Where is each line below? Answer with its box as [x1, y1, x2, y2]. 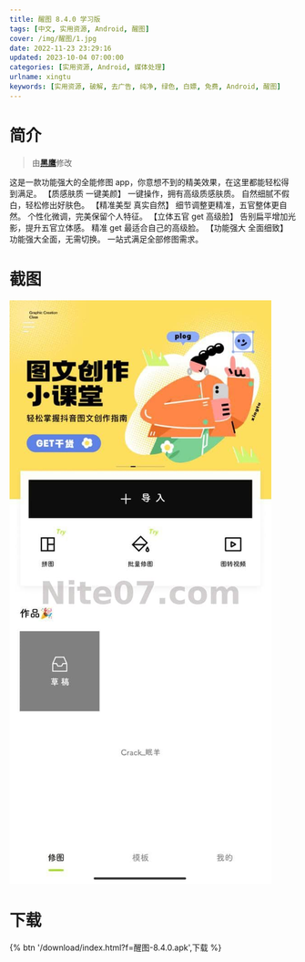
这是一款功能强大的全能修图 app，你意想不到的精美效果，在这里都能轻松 [9, 176, 281, 187]
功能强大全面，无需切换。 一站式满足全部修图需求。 [9, 233, 203, 244]
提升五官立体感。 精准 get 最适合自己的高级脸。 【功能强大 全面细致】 [25, 222, 289, 233]
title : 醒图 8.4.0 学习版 [9, 15, 101, 24]
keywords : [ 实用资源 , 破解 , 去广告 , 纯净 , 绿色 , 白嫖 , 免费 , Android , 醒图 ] [9, 82, 281, 91]
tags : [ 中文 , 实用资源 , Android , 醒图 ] [9, 24, 150, 34]
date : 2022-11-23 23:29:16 [9, 44, 112, 53]
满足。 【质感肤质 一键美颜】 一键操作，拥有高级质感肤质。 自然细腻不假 [16, 188, 290, 199]
